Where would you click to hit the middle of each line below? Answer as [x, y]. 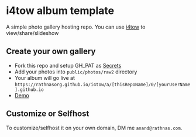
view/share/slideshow [32, 33]
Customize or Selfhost [48, 114]
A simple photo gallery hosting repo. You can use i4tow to [76, 27]
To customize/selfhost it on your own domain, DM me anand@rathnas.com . [94, 128]
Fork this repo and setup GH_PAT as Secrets [68, 65]
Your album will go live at [44, 78]
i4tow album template [60, 11]
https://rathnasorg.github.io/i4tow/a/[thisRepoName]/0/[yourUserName [102, 85]
